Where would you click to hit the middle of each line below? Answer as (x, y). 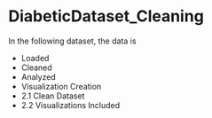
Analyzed (39, 76)
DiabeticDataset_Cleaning (106, 16)
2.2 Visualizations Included (71, 105)
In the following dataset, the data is (72, 41)
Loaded (35, 58)
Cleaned (36, 67)
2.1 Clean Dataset (53, 96)
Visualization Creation (61, 86)
